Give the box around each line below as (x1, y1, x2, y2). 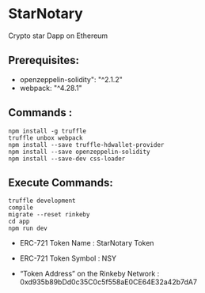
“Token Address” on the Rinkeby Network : (19, 269, 160, 279)
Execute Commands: (8, 175, 113, 190)
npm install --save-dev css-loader (8, 155, 126, 163)
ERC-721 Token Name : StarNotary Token (19, 239, 154, 248)
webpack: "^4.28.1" (19, 83, 82, 92)
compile (8, 204, 34, 212)
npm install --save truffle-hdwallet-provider (8, 141, 165, 148)
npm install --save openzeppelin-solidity (8, 148, 150, 156)
